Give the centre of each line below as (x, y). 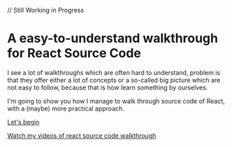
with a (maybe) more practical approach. (66, 108)
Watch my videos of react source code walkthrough (82, 135)
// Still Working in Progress (46, 10)
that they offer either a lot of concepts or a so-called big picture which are (114, 80)
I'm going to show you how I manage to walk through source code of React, (116, 101)
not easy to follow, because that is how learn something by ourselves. (108, 87)
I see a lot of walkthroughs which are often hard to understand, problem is (114, 72)
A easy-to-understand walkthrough (113, 38)
